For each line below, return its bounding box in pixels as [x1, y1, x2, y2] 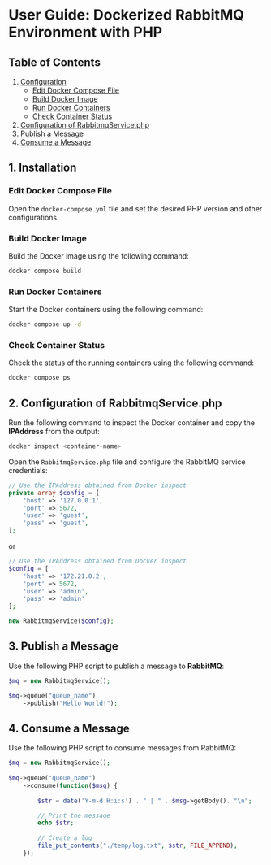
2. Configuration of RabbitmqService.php [8, 396, 222, 410]
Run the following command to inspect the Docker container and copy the [8, 418, 256, 428]
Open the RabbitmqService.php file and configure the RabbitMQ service [8, 457, 246, 467]
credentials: [8, 465, 48, 475]
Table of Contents [8, 55, 101, 69]
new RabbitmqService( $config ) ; [8, 617, 114, 625]
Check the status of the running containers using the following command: [8, 358, 254, 367]
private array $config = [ [8, 489, 100, 497]
